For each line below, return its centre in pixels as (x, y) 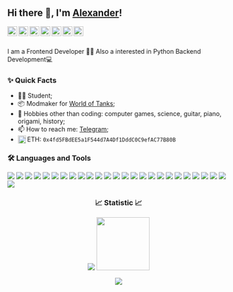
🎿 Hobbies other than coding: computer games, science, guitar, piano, (120, 114)
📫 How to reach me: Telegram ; (63, 129)
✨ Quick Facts (32, 80)
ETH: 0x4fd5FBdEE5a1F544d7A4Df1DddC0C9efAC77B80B (102, 139)
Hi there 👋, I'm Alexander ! (65, 13)
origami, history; (41, 122)
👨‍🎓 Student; (35, 95)
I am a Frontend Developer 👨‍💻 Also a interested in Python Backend (104, 51)
